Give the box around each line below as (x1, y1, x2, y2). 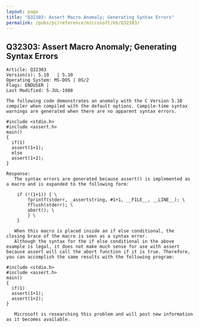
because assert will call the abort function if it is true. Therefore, (6, 249, 191, 255)
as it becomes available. (6, 316, 70, 323)
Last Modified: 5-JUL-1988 (6, 87, 73, 94)
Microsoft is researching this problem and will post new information (14, 312, 194, 317)
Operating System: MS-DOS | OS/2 (6, 77, 89, 83)
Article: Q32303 (6, 67, 46, 73)
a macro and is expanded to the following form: (6, 181, 129, 187)
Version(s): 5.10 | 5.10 (6, 72, 73, 78)
